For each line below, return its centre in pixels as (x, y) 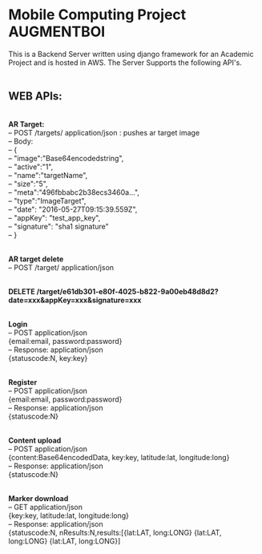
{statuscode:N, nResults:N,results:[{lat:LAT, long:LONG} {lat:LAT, (115, 532)
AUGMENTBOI (57, 32)
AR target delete (36, 259)
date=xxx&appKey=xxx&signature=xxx (75, 300)
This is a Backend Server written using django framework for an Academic (131, 54)
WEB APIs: (35, 97)
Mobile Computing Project (97, 15)
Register (23, 382)
